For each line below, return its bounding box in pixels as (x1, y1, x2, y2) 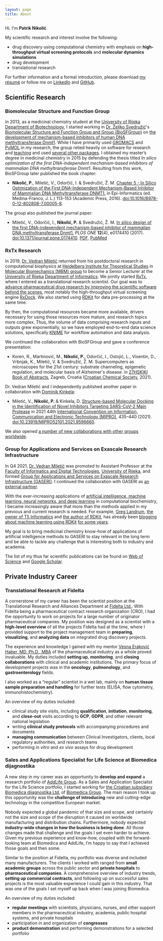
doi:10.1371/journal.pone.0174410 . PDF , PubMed (12, 235, 107, 241)
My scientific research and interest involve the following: (5, 35, 118, 40)
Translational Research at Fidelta (5, 587, 84, 594)
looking (5, 840, 20, 846)
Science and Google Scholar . (5, 558, 63, 564)
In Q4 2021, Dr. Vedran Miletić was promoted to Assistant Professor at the (5, 463, 153, 469)
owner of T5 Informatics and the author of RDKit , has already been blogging (5, 514, 157, 520)
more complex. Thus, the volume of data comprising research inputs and (5, 319, 150, 325)
